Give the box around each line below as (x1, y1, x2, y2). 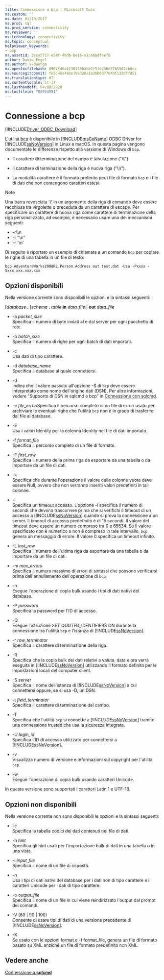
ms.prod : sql (5, 21, 32, 26)
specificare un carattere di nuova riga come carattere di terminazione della (5, 209, 156, 216)
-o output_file (12, 892, 40, 898)
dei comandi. (12, 902, 39, 908)
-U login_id (12, 732, 35, 737)
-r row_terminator (12, 637, 48, 643)
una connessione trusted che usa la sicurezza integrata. (12, 722, 125, 728)
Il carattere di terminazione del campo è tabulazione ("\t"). (12, 156, 130, 162)
